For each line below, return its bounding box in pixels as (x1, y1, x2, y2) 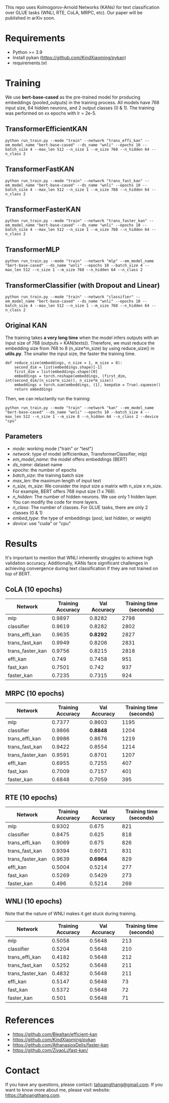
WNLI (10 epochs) (5, 897, 62, 906)
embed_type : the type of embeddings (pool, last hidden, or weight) (12, 515, 151, 521)
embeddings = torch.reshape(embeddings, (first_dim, (14, 373, 127, 379)
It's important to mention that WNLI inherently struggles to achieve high (5, 554, 153, 560)
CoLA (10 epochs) (5, 585, 62, 593)
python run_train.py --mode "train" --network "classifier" (5, 294, 134, 299)
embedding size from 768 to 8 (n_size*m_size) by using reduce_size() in (5, 345, 155, 351)
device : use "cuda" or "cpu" (12, 520, 71, 526)
